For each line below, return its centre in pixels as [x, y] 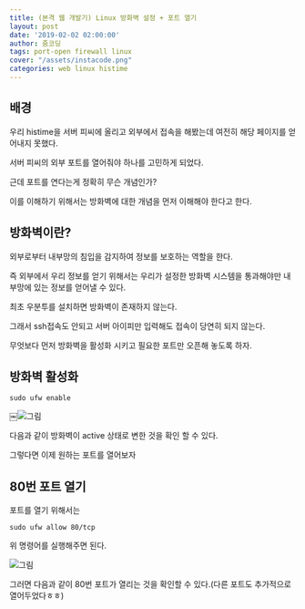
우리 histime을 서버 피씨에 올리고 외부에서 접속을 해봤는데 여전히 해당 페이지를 [148, 131]
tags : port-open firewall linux [71, 52]
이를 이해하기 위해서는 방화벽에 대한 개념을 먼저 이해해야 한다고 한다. [131, 201]
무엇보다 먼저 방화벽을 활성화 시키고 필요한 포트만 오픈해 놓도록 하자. [131, 345]
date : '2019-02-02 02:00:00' [65, 35]
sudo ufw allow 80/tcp [52, 528]
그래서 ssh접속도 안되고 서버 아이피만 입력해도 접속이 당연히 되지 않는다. [137, 325]
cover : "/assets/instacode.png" [71, 60]
